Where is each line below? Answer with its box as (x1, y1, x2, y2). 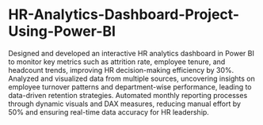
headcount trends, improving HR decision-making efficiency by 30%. (8, 65, 234, 74)
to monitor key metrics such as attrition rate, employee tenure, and (8, 57, 226, 66)
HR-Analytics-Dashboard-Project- (8, 6, 240, 24)
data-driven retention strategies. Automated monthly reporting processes (8, 90, 248, 100)
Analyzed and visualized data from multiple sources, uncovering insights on (8, 74, 255, 83)
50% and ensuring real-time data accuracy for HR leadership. (8, 107, 210, 116)
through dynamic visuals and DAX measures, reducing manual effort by (8, 99, 242, 108)
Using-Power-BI (8, 22, 116, 40)
